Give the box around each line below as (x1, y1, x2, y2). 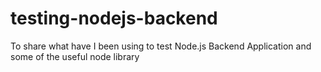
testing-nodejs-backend (10, 7, 218, 30)
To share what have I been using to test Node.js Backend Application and (10, 40, 312, 52)
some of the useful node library (10, 50, 140, 62)
